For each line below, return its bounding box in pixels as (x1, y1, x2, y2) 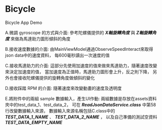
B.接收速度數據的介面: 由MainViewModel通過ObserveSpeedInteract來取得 (5, 46, 154, 52)
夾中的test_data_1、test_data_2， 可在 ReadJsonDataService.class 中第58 (5, 102, 156, 108)
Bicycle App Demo (5, 20, 42, 25)
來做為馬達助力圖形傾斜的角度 (10, 36, 71, 42)
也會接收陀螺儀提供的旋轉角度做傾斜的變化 (9, 75, 95, 81)
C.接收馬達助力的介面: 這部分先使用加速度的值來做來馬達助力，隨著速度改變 (5, 63, 158, 68)
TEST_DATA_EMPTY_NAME (5, 119, 62, 125)
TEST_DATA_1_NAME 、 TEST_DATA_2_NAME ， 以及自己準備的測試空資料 (5, 114, 158, 120)
